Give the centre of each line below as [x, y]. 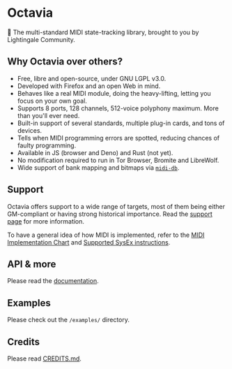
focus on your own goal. [52, 101]
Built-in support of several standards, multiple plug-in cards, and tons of [121, 123]
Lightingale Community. [41, 39]
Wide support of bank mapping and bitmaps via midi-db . [98, 167]
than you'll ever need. [48, 115]
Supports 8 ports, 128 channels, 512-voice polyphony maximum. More [118, 108]
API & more [32, 264]
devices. [30, 130]
